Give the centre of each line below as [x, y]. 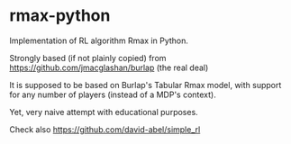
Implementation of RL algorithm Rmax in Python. [99, 40]
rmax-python [60, 16]
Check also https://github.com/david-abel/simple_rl [105, 129]
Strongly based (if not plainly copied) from [88, 58]
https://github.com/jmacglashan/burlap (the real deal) [109, 67]
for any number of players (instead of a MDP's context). [113, 94]
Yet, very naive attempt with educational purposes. [104, 112]
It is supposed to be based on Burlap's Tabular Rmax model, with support [145, 85]
